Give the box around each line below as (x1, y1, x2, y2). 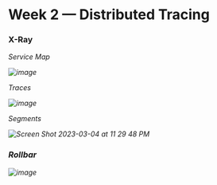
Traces (8, 83, 32, 92)
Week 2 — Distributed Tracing (8, 6, 211, 24)
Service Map (8, 52, 50, 61)
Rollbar (8, 149, 37, 160)
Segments (8, 114, 42, 124)
